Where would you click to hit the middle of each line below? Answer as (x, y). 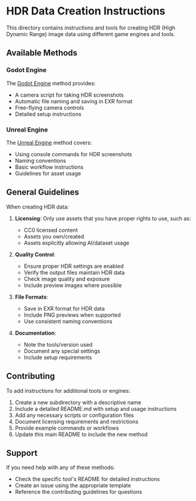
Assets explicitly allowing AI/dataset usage (77, 243)
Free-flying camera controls (49, 108)
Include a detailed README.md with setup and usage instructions (96, 408)
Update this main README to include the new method (81, 434)
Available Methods (42, 53)
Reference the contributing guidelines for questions (79, 492)
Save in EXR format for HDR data (64, 308)
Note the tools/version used (58, 344)
